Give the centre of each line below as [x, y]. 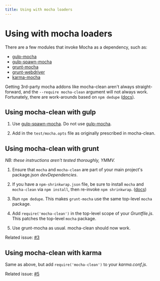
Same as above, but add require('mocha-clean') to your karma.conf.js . [76, 264]
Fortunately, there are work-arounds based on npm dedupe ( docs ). [70, 97]
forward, [14, 92]
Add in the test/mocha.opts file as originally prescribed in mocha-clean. [84, 133]
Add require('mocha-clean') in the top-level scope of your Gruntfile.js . [83, 213]
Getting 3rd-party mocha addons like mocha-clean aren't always [70, 87]
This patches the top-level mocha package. [54, 219]
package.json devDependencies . [45, 175]
